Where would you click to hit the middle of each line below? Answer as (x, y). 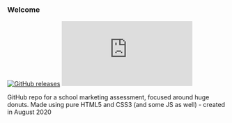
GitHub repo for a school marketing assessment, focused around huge (108, 97)
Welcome (24, 10)
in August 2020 (30, 112)
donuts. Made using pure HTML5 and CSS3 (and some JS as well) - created (116, 105)
